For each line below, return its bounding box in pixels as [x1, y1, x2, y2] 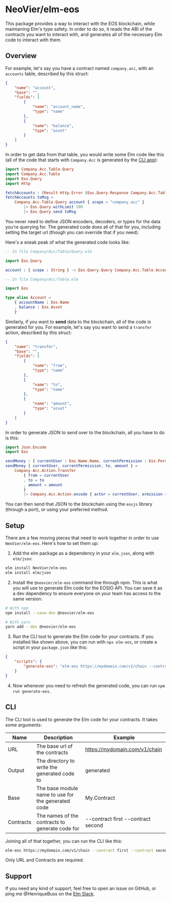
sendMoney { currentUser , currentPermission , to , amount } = [5, 463, 138, 468]
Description [44, 734, 73, 741]
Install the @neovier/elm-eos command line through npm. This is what [12, 579, 158, 585]
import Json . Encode [5, 444, 47, 450]
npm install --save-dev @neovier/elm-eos [5, 610, 95, 615]
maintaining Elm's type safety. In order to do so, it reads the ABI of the [5, 26, 153, 32]
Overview [5, 52, 37, 60]
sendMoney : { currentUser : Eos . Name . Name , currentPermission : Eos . [5, 459, 158, 464]
